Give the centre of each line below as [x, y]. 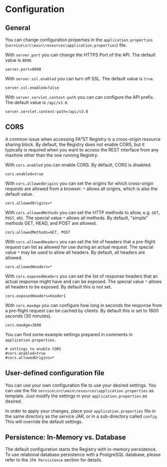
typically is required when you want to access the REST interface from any [82, 149]
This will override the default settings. [44, 421]
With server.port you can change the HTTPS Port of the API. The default [80, 55]
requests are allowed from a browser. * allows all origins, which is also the [81, 189]
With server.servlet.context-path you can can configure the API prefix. [80, 97]
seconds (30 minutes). [28, 316]
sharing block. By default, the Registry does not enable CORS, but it [75, 144]
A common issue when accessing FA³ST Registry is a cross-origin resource [83, 139]
